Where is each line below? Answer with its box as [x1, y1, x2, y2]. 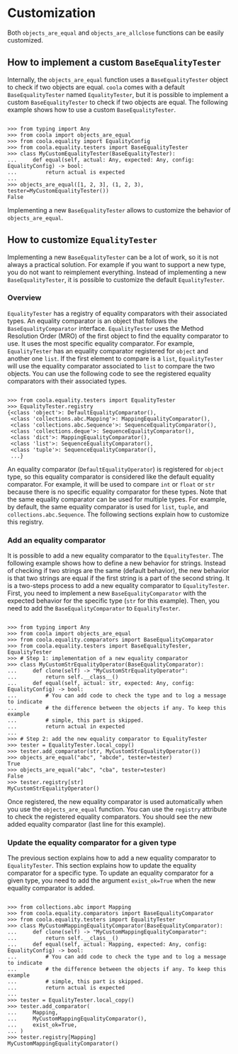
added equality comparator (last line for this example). [7, 820, 166, 829]
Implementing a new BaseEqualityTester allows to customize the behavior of [7, 205, 231, 214]
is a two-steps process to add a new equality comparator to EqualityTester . [7, 582, 229, 590]
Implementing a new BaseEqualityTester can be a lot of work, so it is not [7, 253, 219, 261]
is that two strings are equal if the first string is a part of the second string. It [7, 574, 230, 582]
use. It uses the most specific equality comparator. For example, [7, 339, 195, 348]
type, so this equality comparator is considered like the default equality [7, 472, 215, 481]
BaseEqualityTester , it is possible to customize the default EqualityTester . [7, 275, 225, 284]
